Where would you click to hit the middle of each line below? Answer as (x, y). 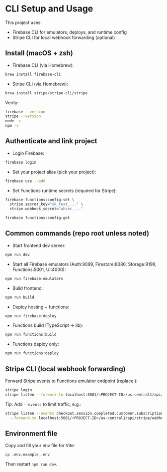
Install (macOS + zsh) (39, 53)
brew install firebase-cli (33, 74)
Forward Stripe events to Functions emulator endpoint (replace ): (71, 381)
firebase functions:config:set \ (40, 200)
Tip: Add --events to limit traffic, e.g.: (43, 404)
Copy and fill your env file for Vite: (40, 446)
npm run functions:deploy (32, 353)
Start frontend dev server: (39, 245)
